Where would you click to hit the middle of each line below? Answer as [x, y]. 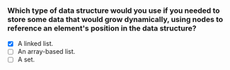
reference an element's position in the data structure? [102, 28]
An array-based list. [46, 52]
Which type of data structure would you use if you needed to [114, 11]
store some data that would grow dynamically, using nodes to [115, 19]
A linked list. [35, 44]
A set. [26, 59]
